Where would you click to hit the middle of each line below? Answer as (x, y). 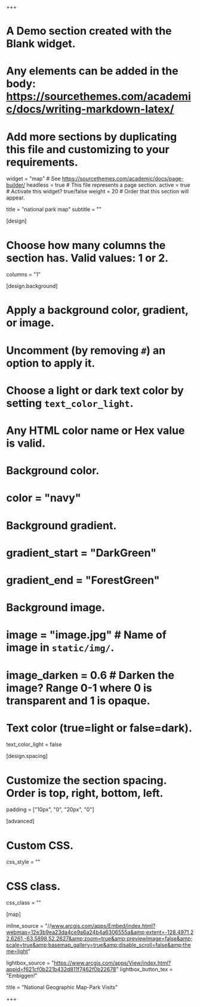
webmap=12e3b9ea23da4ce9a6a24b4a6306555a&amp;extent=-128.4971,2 (100, 932)
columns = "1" (23, 275)
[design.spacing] (27, 756)
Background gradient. (61, 525)
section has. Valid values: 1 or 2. (87, 258)
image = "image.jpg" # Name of (87, 635)
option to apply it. (51, 363)
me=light (17, 951)
